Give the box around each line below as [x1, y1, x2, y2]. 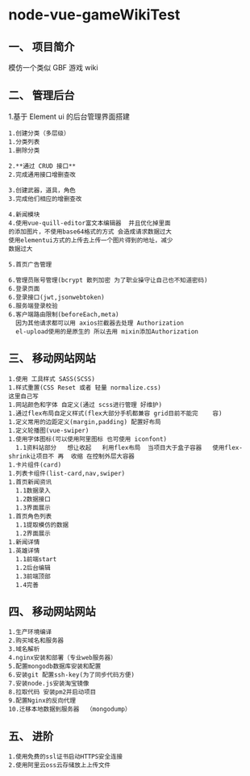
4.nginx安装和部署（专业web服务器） [8, 654, 117, 662]
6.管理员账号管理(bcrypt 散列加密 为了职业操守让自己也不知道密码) [8, 276, 208, 284]
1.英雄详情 [8, 547, 40, 555]
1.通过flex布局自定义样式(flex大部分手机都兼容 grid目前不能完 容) [8, 409, 223, 417]
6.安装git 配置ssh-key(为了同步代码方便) [8, 671, 135, 679]
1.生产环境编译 [8, 628, 52, 636]
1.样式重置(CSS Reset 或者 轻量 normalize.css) [8, 384, 161, 392]
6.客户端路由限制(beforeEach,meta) [8, 310, 119, 318]
